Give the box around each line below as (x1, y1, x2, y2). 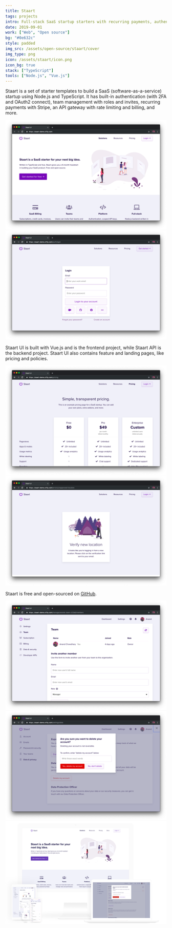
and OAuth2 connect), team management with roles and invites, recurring (5, 99, 160, 105)
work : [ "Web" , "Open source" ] (5, 30, 70, 35)
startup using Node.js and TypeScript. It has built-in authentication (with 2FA (5, 93, 167, 100)
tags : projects (5, 13, 38, 19)
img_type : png (5, 51, 36, 56)
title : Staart (5, 8, 36, 13)
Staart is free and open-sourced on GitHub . (5, 590, 97, 596)
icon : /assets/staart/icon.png (5, 57, 72, 62)
